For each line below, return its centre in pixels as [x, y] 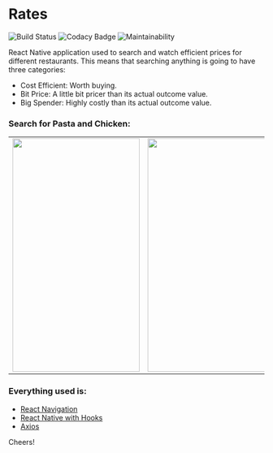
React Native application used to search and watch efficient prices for [125, 52]
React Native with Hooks [61, 417]
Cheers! [22, 442]
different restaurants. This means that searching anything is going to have [132, 61]
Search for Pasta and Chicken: [70, 123]
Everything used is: [48, 391]
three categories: [37, 69]
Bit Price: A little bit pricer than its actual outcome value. [114, 93]
